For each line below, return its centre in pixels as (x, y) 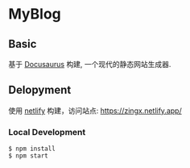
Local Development (47, 132)
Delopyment (40, 90)
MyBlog (35, 14)
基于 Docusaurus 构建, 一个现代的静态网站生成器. (90, 64)
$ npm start (28, 156)
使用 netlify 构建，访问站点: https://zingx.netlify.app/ (95, 111)
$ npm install (32, 149)
